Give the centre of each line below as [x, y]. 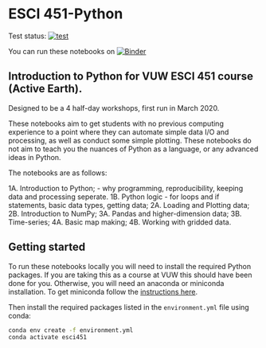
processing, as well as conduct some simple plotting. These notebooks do [130, 140]
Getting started [47, 247]
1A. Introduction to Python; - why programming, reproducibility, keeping [126, 188]
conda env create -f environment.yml [71, 330]
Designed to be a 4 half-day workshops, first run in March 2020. [114, 108]
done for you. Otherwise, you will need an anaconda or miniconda [116, 283]
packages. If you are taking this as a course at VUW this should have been [130, 275]
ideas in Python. [35, 157]
